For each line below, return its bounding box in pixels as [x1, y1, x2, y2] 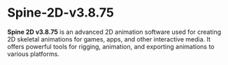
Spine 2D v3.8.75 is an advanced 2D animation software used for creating [7, 28, 222, 36]
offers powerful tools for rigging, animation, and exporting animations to [7, 42, 215, 50]
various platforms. [7, 50, 59, 58]
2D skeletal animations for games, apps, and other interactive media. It [7, 35, 211, 43]
